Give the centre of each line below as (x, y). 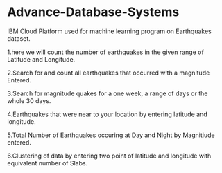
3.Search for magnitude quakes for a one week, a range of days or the (108, 93)
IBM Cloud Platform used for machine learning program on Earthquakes (109, 31)
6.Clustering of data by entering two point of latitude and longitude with (109, 156)
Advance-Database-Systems (93, 12)
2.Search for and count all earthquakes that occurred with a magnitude (109, 73)
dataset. (19, 38)
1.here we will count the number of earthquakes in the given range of (106, 52)
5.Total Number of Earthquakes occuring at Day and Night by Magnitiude (111, 135)
